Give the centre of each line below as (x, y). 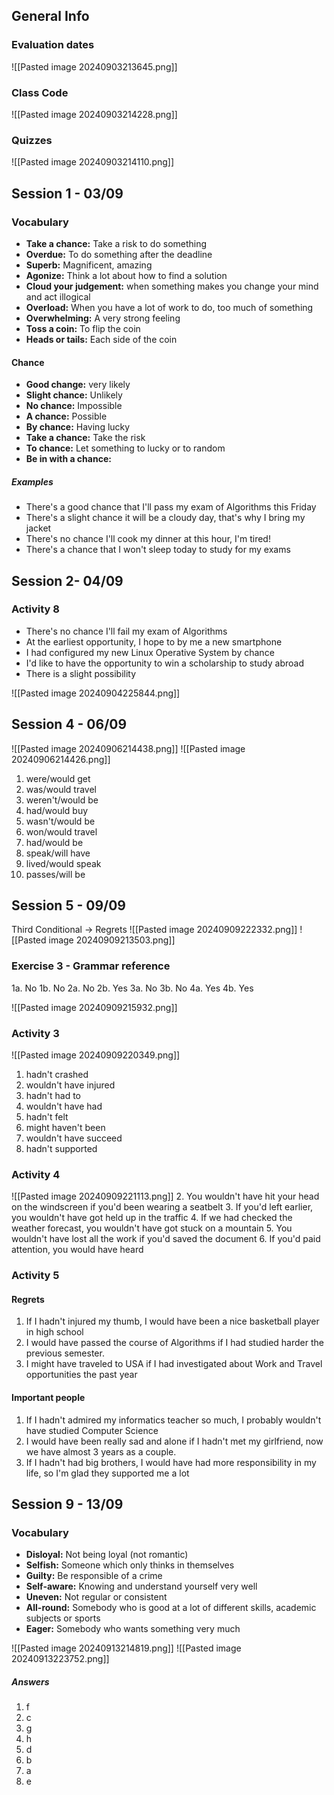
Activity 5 (35, 1276)
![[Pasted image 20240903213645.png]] (94, 66)
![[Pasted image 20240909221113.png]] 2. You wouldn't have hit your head (165, 1196)
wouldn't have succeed (74, 1138)
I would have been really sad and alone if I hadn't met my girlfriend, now (174, 1441)
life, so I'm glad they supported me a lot (107, 1473)
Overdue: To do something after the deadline (119, 254)
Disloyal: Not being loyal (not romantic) (107, 1555)
